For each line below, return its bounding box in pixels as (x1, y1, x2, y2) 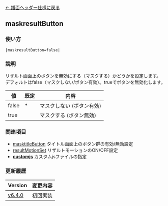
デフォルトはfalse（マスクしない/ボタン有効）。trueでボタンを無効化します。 (5, 79, 165, 85)
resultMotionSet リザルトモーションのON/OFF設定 (12, 147, 118, 154)
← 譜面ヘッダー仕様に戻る (5, 5, 60, 10)
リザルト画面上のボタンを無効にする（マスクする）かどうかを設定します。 (5, 73, 161, 79)
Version (8, 182, 27, 189)
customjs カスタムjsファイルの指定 (12, 154, 87, 160)
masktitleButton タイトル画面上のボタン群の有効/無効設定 (12, 141, 133, 147)
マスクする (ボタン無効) (40, 111, 97, 119)
